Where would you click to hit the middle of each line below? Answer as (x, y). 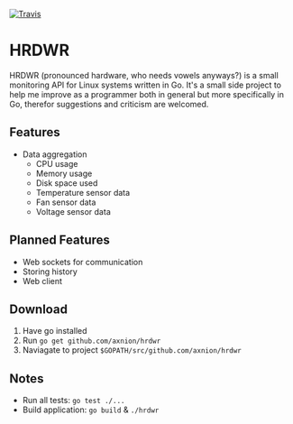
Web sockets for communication (82, 262)
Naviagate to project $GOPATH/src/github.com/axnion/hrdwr (132, 350)
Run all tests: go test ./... (73, 401)
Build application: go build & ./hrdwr (91, 410)
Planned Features (60, 240)
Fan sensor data (66, 202)
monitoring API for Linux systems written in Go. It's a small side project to (146, 85)
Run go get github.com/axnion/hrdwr (92, 341)
